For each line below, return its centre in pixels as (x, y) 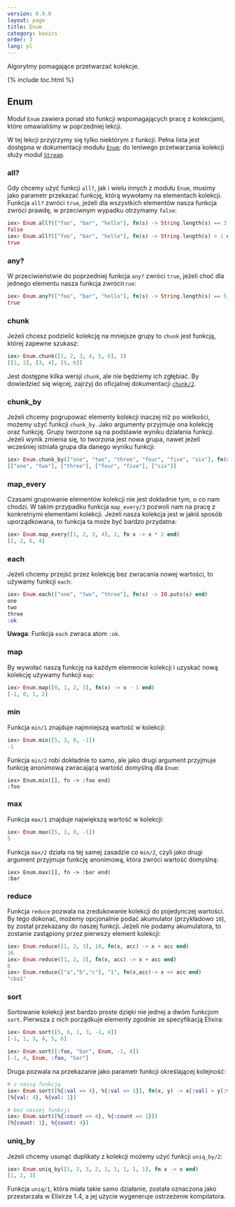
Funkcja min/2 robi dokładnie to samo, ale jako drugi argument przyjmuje (112, 760)
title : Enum (24, 27)
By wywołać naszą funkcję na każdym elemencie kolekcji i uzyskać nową (113, 667)
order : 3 (20, 40)
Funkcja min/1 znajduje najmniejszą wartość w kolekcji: (87, 727)
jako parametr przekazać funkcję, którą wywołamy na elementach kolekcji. (115, 195)
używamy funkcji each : (40, 581)
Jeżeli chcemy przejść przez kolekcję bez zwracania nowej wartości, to (110, 574)
